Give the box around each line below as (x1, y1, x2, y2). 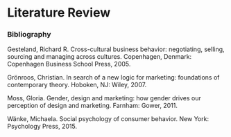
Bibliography (7, 30, 51, 39)
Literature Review (7, 5, 111, 21)
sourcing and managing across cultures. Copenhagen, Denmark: (7, 53, 192, 61)
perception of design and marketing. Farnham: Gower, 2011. (7, 102, 178, 110)
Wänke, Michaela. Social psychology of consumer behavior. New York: (7, 115, 209, 123)
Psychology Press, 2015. (7, 122, 78, 131)
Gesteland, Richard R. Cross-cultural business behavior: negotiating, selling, (7, 45, 225, 53)
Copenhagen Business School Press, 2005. (7, 60, 131, 68)
